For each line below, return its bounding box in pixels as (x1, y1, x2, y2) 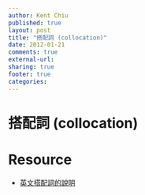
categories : (8, 77, 47, 85)
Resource (8, 151, 72, 168)
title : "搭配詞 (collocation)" (8, 33, 108, 42)
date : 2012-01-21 (8, 41, 65, 49)
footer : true (8, 70, 51, 78)
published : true (8, 19, 61, 27)
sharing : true (8, 63, 55, 71)
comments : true (8, 48, 58, 56)
